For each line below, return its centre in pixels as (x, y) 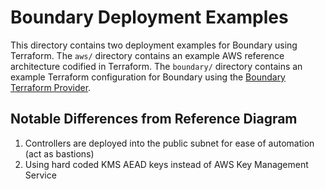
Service (40, 175)
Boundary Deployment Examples (149, 17)
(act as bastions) (59, 153)
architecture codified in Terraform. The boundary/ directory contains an (156, 66)
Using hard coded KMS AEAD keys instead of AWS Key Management (166, 164)
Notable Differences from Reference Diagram (154, 119)
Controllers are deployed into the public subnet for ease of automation (169, 143)
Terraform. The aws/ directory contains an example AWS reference (147, 55)
